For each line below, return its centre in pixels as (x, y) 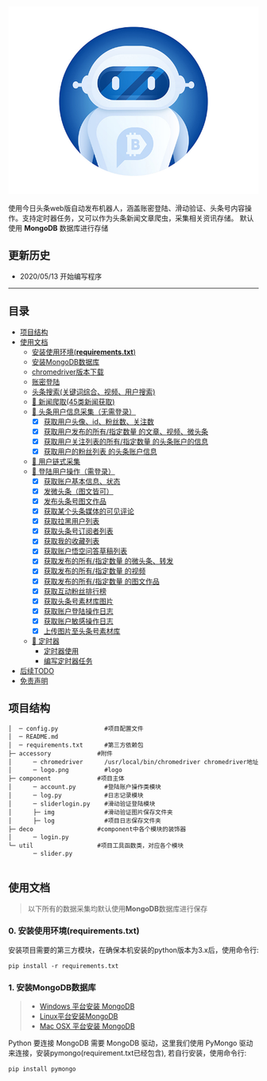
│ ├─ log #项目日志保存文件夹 (85, 821)
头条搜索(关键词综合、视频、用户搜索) (93, 392)
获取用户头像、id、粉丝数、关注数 (99, 421)
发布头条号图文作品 (75, 501)
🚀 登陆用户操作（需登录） (73, 471)
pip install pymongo (43, 1069)
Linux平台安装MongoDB (79, 1017)
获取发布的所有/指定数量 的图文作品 (102, 581)
